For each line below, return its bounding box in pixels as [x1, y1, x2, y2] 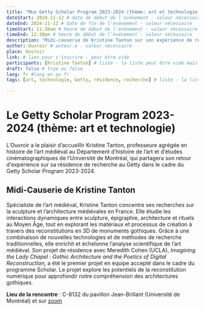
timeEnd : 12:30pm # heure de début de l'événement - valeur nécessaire [6, 32, 192, 38]
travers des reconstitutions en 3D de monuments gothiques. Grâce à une [6, 227, 190, 234]
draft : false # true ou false [6, 65, 84, 72]
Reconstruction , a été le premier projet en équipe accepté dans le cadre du [6, 259, 195, 267]
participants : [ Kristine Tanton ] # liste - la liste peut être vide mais [6, 60, 198, 66]
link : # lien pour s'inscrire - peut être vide [6, 54, 130, 60]
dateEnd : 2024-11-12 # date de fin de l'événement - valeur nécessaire [6, 20, 192, 26]
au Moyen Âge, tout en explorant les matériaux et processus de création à [6, 220, 192, 228]
